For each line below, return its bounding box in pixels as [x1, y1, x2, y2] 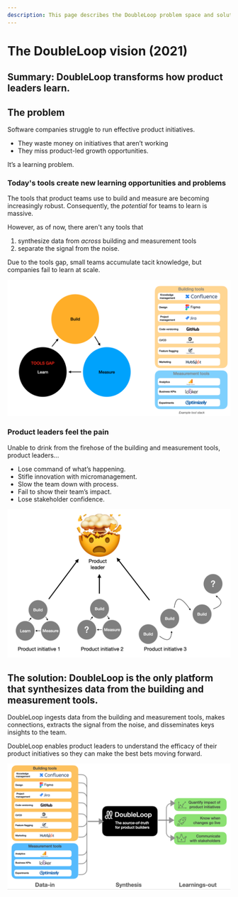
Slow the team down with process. [17, 479, 119, 488]
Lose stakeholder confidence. [17, 494, 105, 504]
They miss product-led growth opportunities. [17, 146, 149, 156]
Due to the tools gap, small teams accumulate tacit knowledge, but [7, 258, 202, 266]
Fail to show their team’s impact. [17, 487, 112, 496]
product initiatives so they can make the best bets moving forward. [7, 749, 203, 758]
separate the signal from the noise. [17, 244, 120, 253]
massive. [7, 210, 34, 218]
